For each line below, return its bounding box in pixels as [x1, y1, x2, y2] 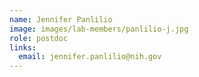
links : [9, 42, 37, 53]
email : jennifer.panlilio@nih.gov [18, 52, 162, 62]
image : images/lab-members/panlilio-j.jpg [9, 24, 189, 34]
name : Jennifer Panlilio [9, 14, 113, 25]
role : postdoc [9, 33, 69, 43]
